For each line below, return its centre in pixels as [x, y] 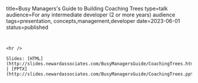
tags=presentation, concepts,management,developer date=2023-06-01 [93, 21]
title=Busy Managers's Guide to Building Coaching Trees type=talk [87, 9]
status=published [27, 27]
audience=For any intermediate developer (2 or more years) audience [91, 15]
